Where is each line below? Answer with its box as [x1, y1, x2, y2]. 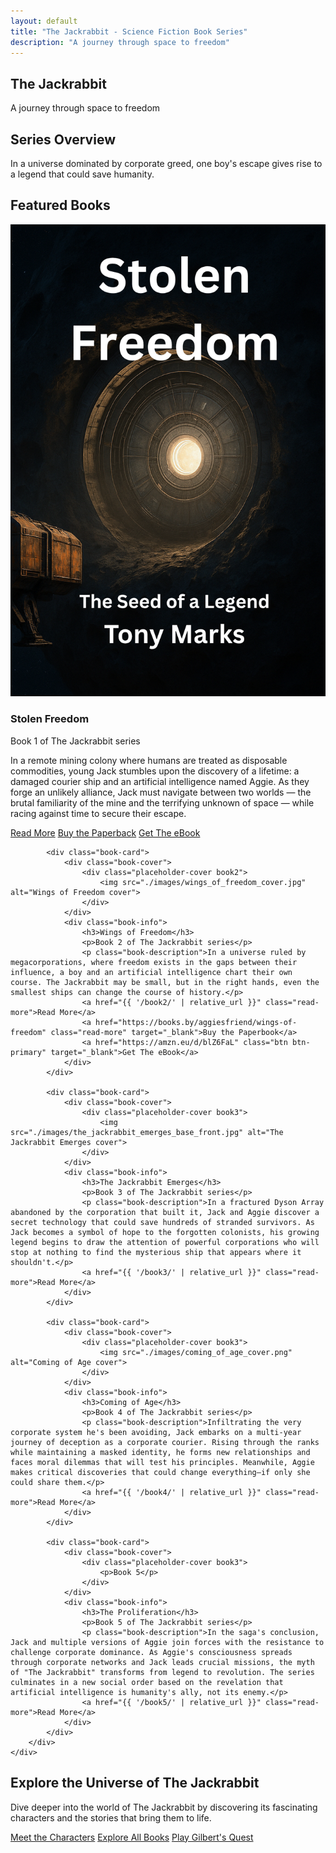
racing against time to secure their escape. [10, 807, 187, 819]
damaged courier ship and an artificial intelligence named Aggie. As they [10, 775, 310, 787]
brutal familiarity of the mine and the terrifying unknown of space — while [10, 796, 315, 809]
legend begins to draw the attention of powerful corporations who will [10, 1237, 320, 1247]
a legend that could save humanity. [10, 168, 155, 180]
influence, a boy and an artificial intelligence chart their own [10, 967, 293, 977]
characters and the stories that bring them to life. [10, 1811, 212, 1824]
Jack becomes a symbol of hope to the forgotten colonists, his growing [10, 1227, 320, 1237]
